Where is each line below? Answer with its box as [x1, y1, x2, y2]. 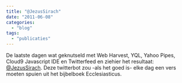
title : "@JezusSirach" [6, 8, 61, 15]
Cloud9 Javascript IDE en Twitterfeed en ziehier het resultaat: [6, 58, 155, 65]
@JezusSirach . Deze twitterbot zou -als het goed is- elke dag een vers [6, 64, 176, 71]
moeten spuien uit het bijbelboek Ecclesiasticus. [6, 71, 122, 77]
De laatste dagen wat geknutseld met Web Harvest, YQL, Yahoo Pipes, [6, 52, 176, 58]
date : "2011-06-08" [6, 14, 54, 20]
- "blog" [11, 25, 33, 31]
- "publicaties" [11, 36, 51, 41]
